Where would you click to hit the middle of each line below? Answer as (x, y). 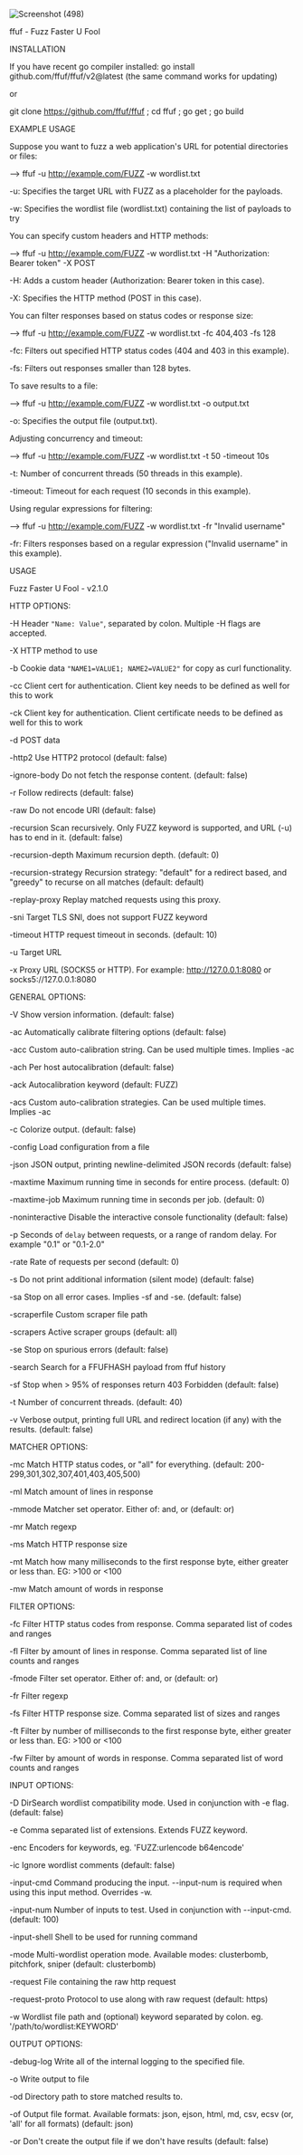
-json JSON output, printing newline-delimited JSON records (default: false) (151, 1164)
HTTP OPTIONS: (40, 606)
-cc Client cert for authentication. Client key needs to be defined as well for (150, 685)
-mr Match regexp (43, 1527)
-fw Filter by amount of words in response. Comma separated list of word (146, 1758)
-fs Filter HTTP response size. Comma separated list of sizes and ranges (145, 1713)
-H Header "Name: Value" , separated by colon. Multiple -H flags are (135, 623)
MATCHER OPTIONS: (49, 1447)
